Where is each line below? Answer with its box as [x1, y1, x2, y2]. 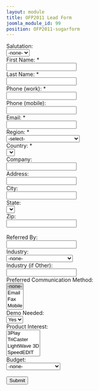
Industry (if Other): [6, 262, 53, 269]
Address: [6, 170, 29, 178]
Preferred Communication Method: [6, 276, 94, 283]
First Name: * [6, 56, 39, 64]
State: [6, 199, 21, 207]
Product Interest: [6, 323, 49, 330]
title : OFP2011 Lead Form [6, 15, 72, 21]
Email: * [6, 114, 26, 122]
